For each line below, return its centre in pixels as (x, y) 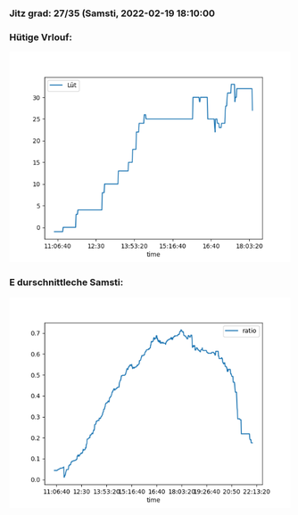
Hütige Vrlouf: (41, 37)
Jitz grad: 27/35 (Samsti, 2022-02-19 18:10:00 (112, 13)
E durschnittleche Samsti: (66, 282)
